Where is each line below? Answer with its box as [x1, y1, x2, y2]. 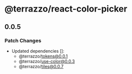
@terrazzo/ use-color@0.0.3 [18, 58, 75, 64]
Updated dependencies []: [11, 48, 65, 54]
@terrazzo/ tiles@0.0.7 [18, 63, 64, 69]
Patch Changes [4, 37, 42, 44]
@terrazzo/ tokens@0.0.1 [18, 53, 68, 59]
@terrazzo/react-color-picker [4, 3, 128, 15]
